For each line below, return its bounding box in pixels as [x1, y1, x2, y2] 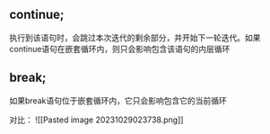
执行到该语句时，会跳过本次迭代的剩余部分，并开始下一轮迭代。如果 [9, 31, 261, 43]
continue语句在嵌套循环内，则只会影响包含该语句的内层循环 [9, 43, 231, 54]
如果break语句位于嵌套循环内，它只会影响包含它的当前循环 [9, 94, 227, 106]
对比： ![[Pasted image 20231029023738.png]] [9, 114, 184, 125]
